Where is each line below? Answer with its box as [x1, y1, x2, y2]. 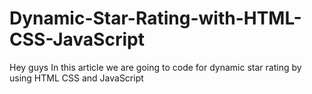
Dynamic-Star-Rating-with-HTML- [9, 7, 302, 30]
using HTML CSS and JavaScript [9, 72, 144, 84]
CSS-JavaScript [9, 28, 145, 51]
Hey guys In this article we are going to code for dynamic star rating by [9, 61, 302, 73]
